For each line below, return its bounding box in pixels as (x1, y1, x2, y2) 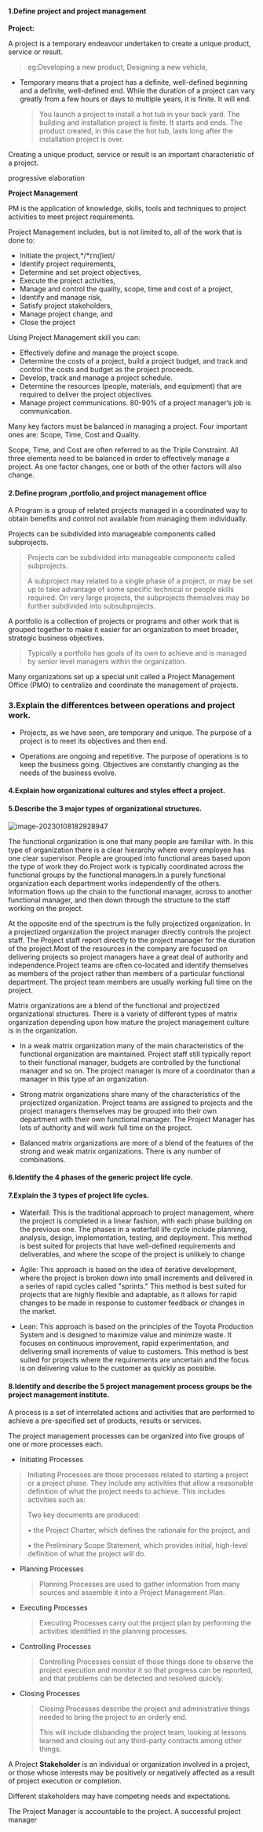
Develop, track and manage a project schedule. (19, 373, 173, 382)
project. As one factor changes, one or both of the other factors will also (8, 462, 242, 471)
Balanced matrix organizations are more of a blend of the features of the (19, 1138, 254, 1147)
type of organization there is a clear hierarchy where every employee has (8, 845, 245, 854)
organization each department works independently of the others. (8, 878, 221, 887)
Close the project (19, 318, 76, 327)
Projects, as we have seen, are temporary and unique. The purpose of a (19, 727, 253, 737)
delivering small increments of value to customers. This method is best (19, 1347, 249, 1356)
